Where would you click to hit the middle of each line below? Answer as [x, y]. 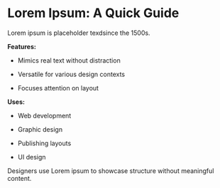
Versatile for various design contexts [71, 74]
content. [20, 178]
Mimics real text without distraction [69, 60]
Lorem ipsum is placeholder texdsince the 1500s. [79, 33]
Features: [22, 46]
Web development [44, 115]
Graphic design [40, 129]
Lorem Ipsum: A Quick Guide [93, 13]
